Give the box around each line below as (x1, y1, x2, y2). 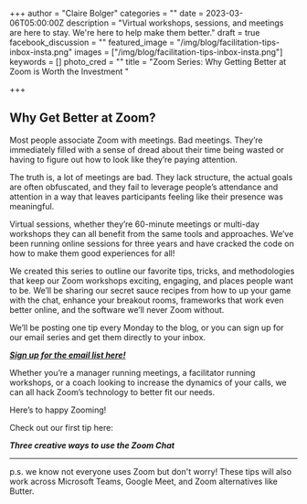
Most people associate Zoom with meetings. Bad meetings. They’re (9, 134, 263, 145)
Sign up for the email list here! (9, 349, 126, 360)
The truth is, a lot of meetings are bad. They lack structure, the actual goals (9, 171, 293, 182)
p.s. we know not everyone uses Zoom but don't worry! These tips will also (9, 466, 292, 477)
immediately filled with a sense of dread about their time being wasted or (9, 144, 285, 155)
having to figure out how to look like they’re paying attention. (9, 154, 238, 165)
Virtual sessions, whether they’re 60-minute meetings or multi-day (9, 219, 260, 230)
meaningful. (9, 200, 55, 211)
